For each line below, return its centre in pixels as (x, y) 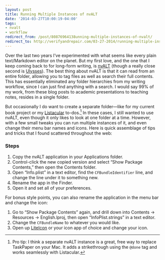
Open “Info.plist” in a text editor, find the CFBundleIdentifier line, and (82, 172)
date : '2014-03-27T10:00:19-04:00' (41, 19)
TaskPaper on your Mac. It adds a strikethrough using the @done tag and (84, 247)
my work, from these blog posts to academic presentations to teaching (77, 92)
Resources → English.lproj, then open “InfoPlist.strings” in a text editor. (84, 217)
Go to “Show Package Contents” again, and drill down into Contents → (83, 212)
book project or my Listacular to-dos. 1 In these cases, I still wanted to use (79, 112)
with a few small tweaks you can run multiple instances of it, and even (76, 123)
